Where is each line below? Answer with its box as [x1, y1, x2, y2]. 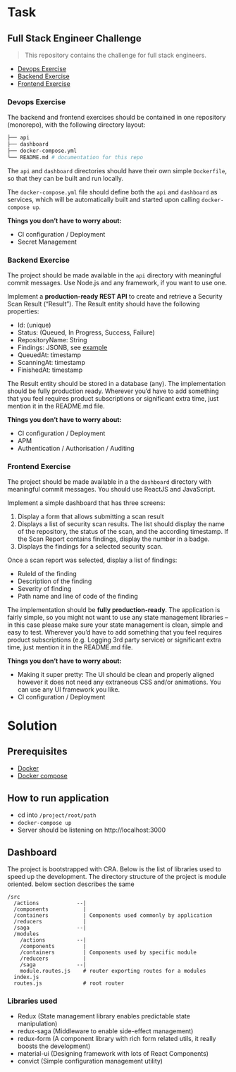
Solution [7, 718, 58, 733]
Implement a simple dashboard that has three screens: [7, 499, 166, 507]
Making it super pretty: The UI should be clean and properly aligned [17, 671, 215, 679]
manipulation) [17, 1019, 58, 1028]
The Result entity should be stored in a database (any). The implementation [7, 380, 226, 388]
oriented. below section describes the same [7, 880, 135, 888]
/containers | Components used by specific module [20, 949, 197, 956]
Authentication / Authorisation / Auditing [17, 444, 135, 453]
